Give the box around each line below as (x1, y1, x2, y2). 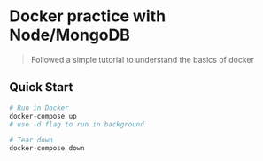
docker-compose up (9, 111, 77, 120)
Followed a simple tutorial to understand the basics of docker (30, 54, 255, 65)
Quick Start (9, 80, 73, 95)
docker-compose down (9, 144, 86, 153)
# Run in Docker (9, 103, 69, 112)
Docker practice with (9, 6, 166, 27)
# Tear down (9, 135, 53, 145)
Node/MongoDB (9, 25, 131, 45)
